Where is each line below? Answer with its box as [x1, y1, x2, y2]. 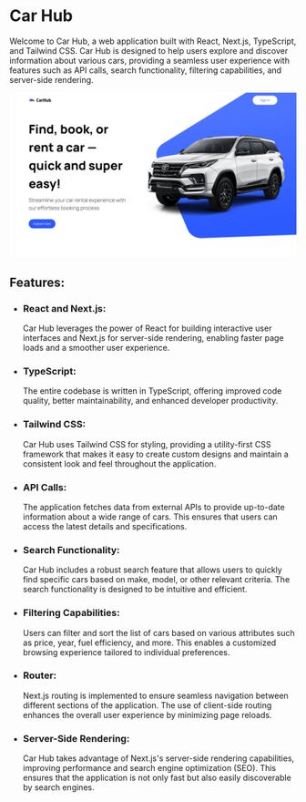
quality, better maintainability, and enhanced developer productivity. [22, 396, 279, 406]
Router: [22, 669, 57, 682]
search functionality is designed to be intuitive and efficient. [22, 584, 248, 595]
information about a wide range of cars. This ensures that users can [22, 511, 278, 522]
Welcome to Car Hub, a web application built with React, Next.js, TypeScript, [9, 36, 297, 46]
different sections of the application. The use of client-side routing [22, 699, 272, 711]
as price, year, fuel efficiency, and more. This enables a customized [22, 637, 277, 648]
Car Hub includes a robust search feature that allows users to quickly [22, 564, 282, 575]
